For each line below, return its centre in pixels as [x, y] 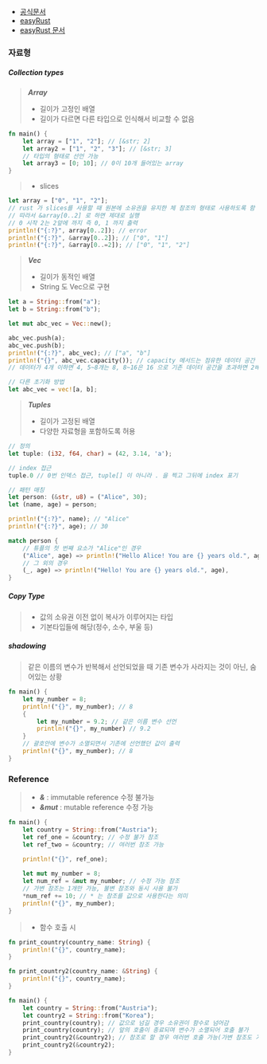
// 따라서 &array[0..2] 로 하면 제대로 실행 [74, 215]
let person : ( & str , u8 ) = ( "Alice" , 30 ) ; [78, 497]
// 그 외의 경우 [45, 563]
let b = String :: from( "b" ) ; [55, 309]
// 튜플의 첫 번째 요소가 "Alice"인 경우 [82, 548]
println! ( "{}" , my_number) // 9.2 [94, 729]
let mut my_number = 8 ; [62, 874]
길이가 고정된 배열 [67, 422]
